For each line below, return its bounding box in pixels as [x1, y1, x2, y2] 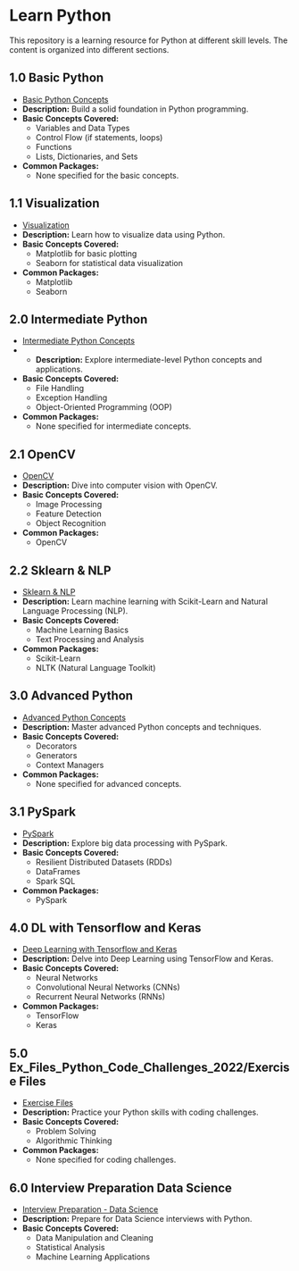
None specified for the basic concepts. [35, 170, 179, 180]
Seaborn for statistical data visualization [35, 257, 184, 268]
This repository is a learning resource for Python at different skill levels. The [9, 35, 288, 46]
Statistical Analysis [35, 1242, 105, 1253]
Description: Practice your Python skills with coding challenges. [21, 1107, 259, 1117]
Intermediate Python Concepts [21, 336, 136, 347]
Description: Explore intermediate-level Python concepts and [35, 355, 262, 365]
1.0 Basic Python [9, 71, 104, 86]
